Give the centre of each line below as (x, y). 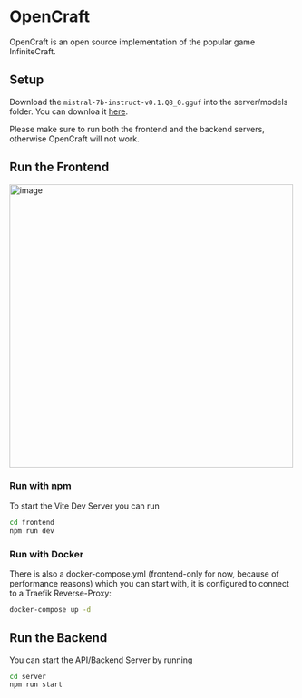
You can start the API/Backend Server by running (101, 660)
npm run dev (32, 531)
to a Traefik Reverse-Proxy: (60, 593)
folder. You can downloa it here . (69, 111)
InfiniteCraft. (33, 51)
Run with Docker (47, 554)
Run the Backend (58, 638)
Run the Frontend (59, 167)
